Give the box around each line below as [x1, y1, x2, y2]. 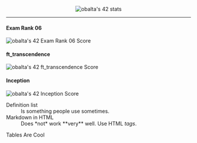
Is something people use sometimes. [21, 107, 110, 114]
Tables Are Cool [6, 131, 45, 138]
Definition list [6, 101, 38, 108]
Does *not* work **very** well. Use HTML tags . [21, 120, 137, 127]
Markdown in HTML [6, 114, 54, 121]
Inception [6, 77, 30, 84]
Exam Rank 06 [6, 24, 42, 32]
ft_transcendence [6, 50, 50, 58]
